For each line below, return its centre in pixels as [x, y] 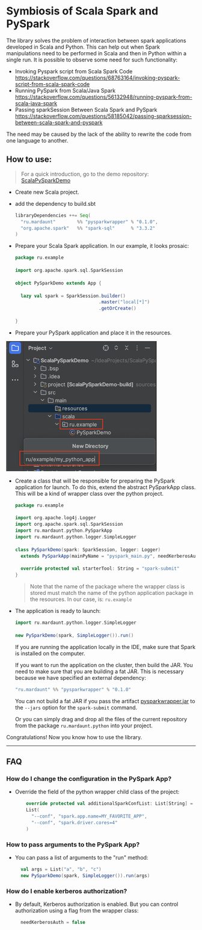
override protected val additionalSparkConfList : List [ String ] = [110, 804]
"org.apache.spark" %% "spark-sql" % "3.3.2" [88, 228]
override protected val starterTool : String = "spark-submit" [100, 569]
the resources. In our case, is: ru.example [81, 599]
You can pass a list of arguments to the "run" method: [81, 857]
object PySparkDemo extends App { [58, 283]
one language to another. [37, 140]
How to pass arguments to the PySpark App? [73, 845]
